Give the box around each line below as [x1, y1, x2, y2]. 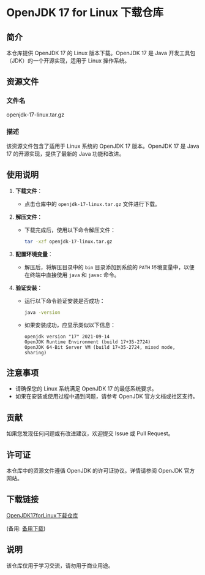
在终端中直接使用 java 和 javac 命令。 [24, 271, 120, 278]
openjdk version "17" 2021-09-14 [24, 333, 110, 340]
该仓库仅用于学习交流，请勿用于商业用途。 [6, 562, 114, 569]
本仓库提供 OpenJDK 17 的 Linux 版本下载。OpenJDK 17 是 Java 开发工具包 [6, 50, 196, 56]
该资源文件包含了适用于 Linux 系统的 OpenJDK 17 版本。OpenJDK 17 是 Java [6, 142, 199, 150]
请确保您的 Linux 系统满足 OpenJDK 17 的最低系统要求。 [15, 385, 157, 392]
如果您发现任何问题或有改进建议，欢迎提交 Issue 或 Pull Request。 [6, 430, 174, 437]
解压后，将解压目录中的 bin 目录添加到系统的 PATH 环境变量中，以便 [24, 263, 195, 270]
